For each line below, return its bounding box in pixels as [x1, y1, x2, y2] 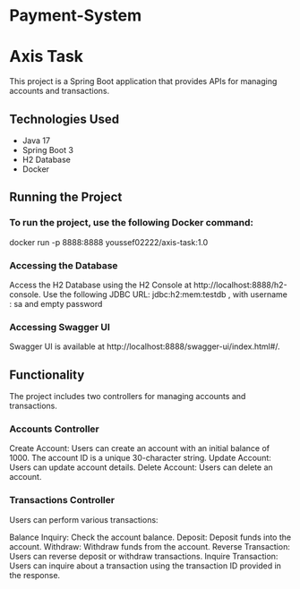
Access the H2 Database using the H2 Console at [9, 279, 193, 290]
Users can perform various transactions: [9, 514, 159, 525]
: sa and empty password [9, 298, 103, 309]
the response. [9, 569, 61, 580]
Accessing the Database [9, 259, 118, 271]
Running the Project [9, 190, 123, 205]
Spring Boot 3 [21, 144, 74, 155]
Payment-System [9, 5, 142, 26]
